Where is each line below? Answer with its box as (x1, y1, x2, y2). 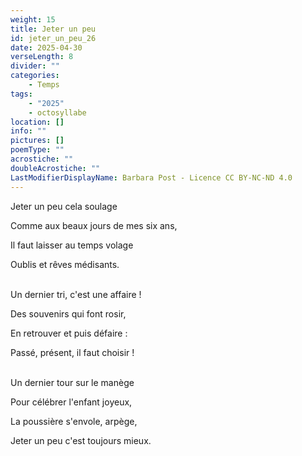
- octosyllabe (28, 107, 87, 118)
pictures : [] (10, 136, 65, 146)
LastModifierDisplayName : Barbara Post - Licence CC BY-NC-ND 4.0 (10, 172, 293, 183)
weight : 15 (10, 14, 56, 25)
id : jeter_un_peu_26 (10, 33, 97, 43)
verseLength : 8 (10, 52, 74, 62)
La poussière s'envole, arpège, (10, 415, 138, 427)
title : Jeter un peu (10, 24, 97, 34)
